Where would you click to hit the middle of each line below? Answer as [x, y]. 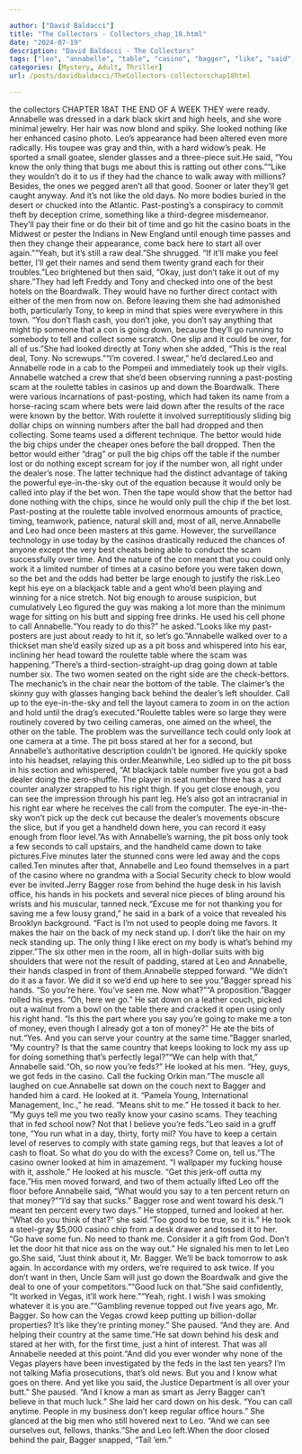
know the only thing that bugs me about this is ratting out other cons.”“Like [148, 167]
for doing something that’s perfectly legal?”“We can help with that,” [133, 1057]
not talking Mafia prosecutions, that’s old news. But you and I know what [143, 1372]
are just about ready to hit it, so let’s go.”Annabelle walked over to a [163, 635]
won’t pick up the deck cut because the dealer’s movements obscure [152, 817]
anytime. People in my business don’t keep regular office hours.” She [137, 1411]
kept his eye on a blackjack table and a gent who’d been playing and [136, 587]
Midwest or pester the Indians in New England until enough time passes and [150, 233]
